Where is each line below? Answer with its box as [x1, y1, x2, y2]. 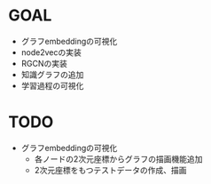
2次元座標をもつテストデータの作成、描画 [34, 164, 187, 175]
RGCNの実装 [20, 58, 68, 68]
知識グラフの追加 [20, 68, 84, 80]
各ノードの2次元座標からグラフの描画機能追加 [34, 153, 203, 164]
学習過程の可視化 [20, 80, 84, 91]
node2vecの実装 [20, 46, 82, 58]
